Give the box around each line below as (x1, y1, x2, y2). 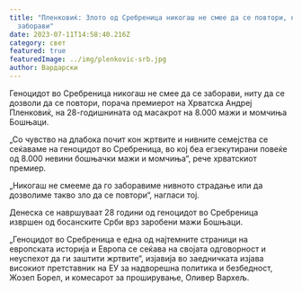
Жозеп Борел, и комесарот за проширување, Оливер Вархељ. (9, 271, 250, 283)
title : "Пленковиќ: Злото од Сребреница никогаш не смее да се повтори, (9, 13, 288, 22)
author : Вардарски (9, 64, 78, 73)
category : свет (9, 38, 67, 48)
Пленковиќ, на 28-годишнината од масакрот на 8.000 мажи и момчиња (9, 107, 288, 118)
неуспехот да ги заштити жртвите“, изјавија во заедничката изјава (9, 252, 264, 263)
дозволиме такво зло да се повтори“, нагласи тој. (9, 190, 200, 200)
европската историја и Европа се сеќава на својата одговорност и (9, 243, 267, 254)
